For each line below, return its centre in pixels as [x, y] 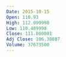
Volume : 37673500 [28, 45]
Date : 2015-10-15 [28, 12]
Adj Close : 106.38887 [33, 39]
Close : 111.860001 [29, 34]
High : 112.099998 [28, 23]
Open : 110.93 [22, 17]
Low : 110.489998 [26, 28]
